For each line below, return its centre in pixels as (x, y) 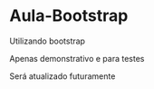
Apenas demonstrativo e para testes (77, 58)
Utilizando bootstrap (48, 41)
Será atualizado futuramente (63, 76)
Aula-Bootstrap (69, 16)
